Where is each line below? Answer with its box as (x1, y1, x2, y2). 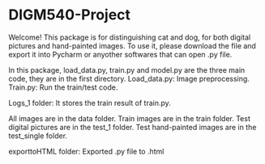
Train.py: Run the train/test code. (8, 82, 118, 92)
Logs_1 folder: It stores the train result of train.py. (8, 98, 172, 107)
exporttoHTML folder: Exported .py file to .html (8, 146, 165, 156)
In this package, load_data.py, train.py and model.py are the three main (8, 65, 246, 74)
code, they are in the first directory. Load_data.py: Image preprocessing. (8, 74, 250, 83)
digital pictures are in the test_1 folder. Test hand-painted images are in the (8, 122, 257, 132)
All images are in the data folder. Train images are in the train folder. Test (8, 113, 251, 123)
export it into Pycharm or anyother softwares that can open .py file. (8, 49, 233, 59)
